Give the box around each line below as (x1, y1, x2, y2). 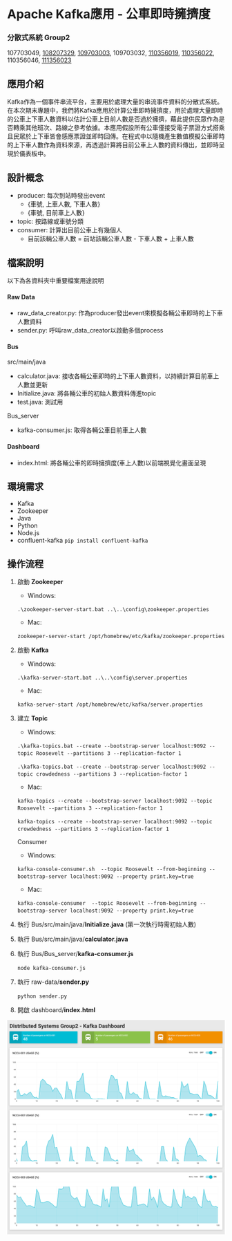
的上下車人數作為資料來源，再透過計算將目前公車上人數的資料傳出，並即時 (7, 141, 219, 149)
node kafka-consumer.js (17, 965, 86, 972)
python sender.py (17, 993, 68, 1000)
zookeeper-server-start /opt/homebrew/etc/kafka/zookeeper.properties (17, 633, 225, 640)
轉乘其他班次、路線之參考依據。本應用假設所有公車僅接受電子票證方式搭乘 (12, 124, 225, 132)
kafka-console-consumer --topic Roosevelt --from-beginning (17, 900, 197, 907)
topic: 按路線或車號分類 (17, 217, 84, 225)
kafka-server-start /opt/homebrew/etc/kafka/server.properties (17, 701, 204, 709)
